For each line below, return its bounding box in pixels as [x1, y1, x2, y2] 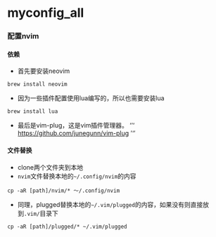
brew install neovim [7, 81, 68, 88]
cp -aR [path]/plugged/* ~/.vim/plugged [7, 223, 128, 230]
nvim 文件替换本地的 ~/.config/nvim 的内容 [17, 172, 136, 180]
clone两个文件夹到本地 [17, 163, 84, 171]
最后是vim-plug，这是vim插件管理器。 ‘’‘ [17, 121, 135, 130]
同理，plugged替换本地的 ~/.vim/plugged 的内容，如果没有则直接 [17, 200, 203, 208]
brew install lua [7, 108, 58, 115]
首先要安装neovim [17, 67, 70, 75]
